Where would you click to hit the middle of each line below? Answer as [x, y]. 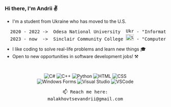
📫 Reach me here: [85, 92]
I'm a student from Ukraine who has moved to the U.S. [69, 21]
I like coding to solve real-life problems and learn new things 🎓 [79, 49]
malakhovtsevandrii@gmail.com [85, 99]
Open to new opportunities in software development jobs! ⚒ [75, 57]
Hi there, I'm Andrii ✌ [31, 8]
